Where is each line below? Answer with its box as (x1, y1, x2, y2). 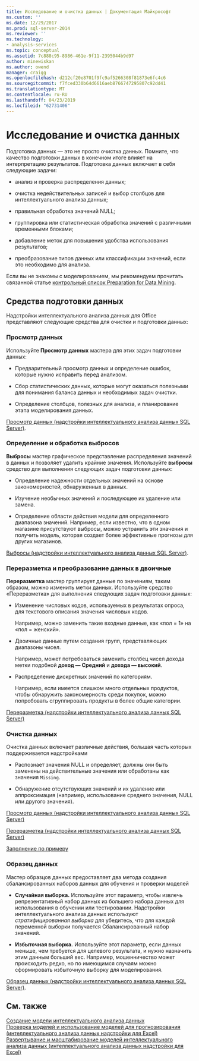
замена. (14, 500, 36, 508)
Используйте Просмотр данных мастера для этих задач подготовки (6, 347, 182, 354)
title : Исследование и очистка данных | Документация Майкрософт (6, 8, 171, 15)
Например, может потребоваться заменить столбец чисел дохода (14, 655, 185, 663)
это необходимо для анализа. (14, 261, 91, 268)
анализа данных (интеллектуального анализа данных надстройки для (6, 1042, 184, 1049)
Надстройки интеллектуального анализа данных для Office (6, 312, 157, 319)
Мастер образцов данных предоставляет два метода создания (6, 873, 167, 880)
